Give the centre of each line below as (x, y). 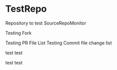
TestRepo (26, 9)
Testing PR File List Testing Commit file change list (59, 43)
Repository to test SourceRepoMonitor (46, 23)
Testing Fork (18, 33)
